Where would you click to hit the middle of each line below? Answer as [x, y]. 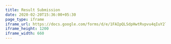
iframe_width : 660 [25, 33]
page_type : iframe [25, 19]
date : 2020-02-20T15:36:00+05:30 [41, 15]
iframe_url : [18, 24]
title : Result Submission [33, 10]
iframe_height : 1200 [27, 29]
